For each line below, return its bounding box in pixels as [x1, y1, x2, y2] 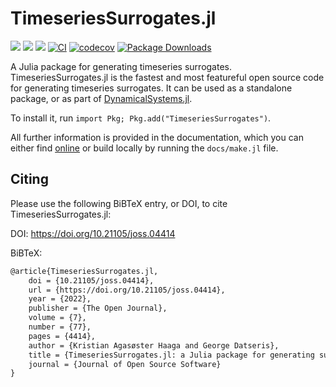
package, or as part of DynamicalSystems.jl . [10, 92, 193, 104]
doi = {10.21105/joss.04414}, [28, 275, 155, 286]
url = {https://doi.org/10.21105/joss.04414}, [28, 285, 226, 295]
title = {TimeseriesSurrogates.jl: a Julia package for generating [28, 350, 315, 360]
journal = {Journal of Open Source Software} [28, 359, 222, 369]
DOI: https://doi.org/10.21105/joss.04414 [10, 227, 176, 239]
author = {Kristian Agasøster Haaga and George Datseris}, [28, 340, 280, 351]
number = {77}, [28, 322, 92, 332]
